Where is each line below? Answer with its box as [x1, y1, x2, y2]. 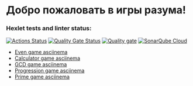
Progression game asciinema [14, 67, 85, 74]
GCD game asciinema [14, 61, 67, 68]
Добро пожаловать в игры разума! [6, 3, 186, 17]
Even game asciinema [14, 49, 68, 56]
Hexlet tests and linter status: [6, 24, 92, 33]
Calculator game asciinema [14, 55, 81, 62]
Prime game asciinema [14, 73, 70, 80]
